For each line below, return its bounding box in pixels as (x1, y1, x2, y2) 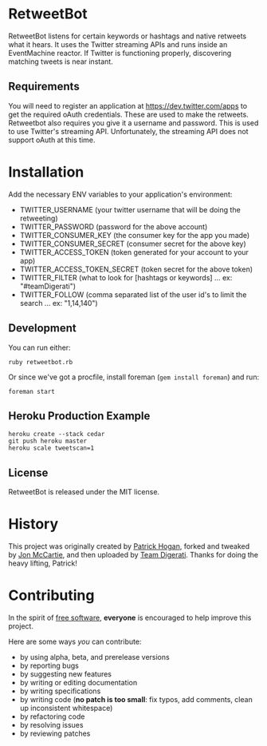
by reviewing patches (19, 728, 91, 738)
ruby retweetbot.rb (8, 358, 73, 366)
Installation (8, 163, 84, 181)
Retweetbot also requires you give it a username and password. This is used (8, 117, 259, 128)
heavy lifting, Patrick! (8, 558, 78, 568)
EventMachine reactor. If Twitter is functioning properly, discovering (8, 48, 232, 58)
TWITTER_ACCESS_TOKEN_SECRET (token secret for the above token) (19, 264, 253, 274)
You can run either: (8, 343, 71, 352)
